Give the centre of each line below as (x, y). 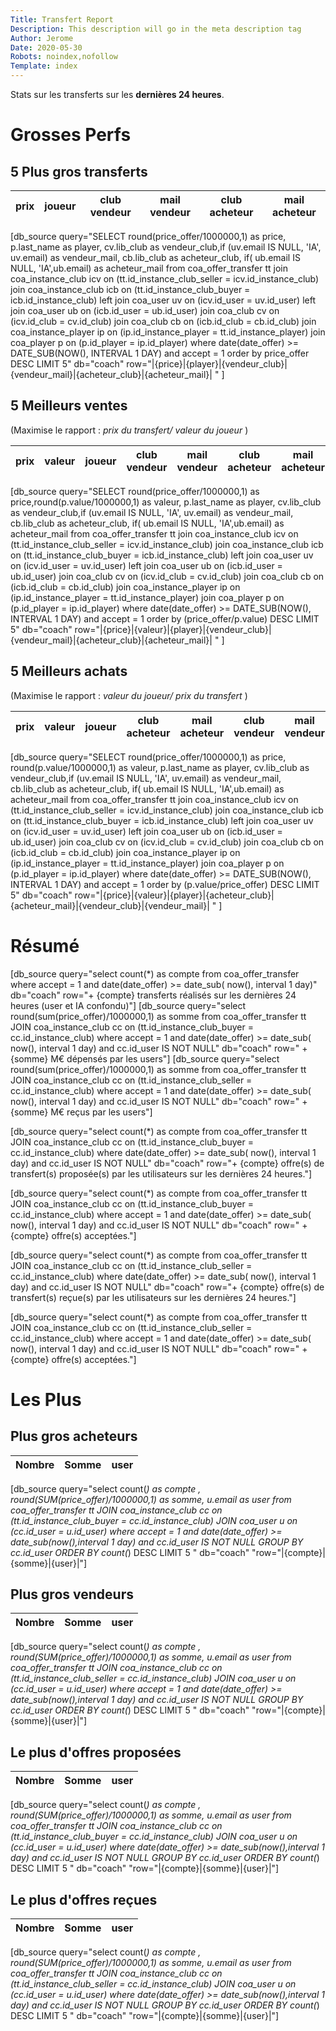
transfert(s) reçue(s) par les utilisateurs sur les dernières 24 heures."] (153, 1297)
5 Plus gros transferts (79, 171)
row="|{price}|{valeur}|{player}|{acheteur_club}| (174, 895)
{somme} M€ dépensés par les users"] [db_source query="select (145, 1058)
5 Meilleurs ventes (69, 406)
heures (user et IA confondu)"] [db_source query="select (128, 1005)
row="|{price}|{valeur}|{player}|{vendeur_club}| (173, 629)
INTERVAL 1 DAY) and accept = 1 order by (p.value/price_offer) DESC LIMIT (165, 884)
